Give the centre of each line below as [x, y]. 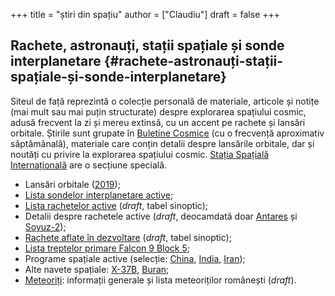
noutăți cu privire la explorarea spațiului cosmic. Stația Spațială [140, 154]
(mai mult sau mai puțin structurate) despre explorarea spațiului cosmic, [158, 111]
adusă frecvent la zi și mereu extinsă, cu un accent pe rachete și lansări [158, 122]
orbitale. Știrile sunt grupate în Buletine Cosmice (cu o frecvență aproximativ [167, 133]
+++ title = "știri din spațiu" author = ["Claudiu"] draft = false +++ [145, 14]
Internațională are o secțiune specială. [89, 165]
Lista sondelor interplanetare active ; [99, 195]
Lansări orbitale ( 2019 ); [72, 184]
